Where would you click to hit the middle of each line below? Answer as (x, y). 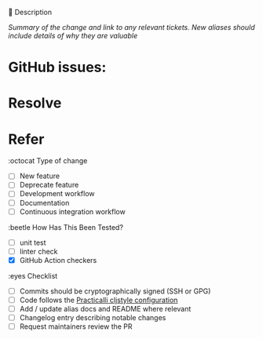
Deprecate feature (49, 185)
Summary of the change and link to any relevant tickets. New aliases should (131, 27)
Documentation (44, 202)
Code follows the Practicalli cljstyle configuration (99, 300)
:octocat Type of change (48, 161)
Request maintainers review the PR (76, 326)
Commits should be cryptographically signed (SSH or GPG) (115, 291)
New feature (40, 176)
